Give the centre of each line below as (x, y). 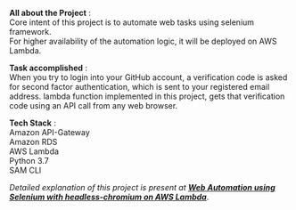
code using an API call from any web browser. (94, 105)
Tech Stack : (33, 123)
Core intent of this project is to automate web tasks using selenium (132, 22)
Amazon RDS (33, 142)
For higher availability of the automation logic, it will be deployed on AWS (143, 41)
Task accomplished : (48, 68)
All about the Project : (50, 13)
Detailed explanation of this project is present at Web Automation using (143, 187)
